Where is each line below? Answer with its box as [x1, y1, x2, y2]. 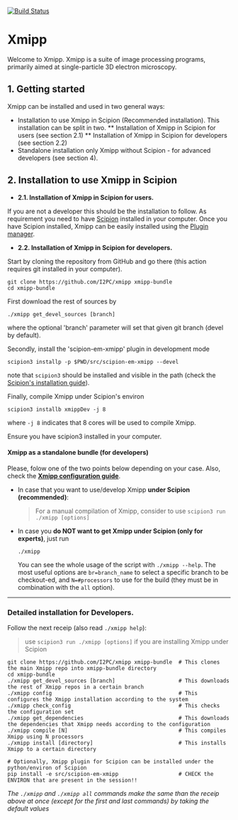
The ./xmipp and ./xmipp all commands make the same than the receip [7, 789, 220, 798]
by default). [7, 330, 41, 339]
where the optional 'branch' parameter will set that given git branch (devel [7, 323, 224, 332]
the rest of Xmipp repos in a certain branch [7, 684, 144, 691]
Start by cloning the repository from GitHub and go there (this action [7, 257, 207, 266]
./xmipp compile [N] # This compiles [7, 727, 227, 735]
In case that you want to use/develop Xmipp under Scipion [17, 485, 190, 494]
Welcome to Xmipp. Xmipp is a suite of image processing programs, [7, 55, 206, 63]
